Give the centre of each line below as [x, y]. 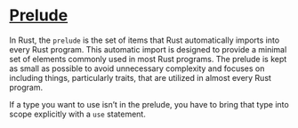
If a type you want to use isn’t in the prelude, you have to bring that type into [149, 104]
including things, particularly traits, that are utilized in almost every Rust [140, 77]
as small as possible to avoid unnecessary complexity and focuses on [137, 68]
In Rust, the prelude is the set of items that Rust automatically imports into [145, 40]
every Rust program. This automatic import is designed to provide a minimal [148, 49]
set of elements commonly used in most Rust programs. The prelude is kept [148, 59]
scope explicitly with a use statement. [78, 114]
